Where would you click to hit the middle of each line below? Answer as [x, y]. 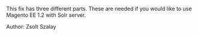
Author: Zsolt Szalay [31, 27]
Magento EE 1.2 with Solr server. [46, 15]
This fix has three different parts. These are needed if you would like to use [99, 9]
